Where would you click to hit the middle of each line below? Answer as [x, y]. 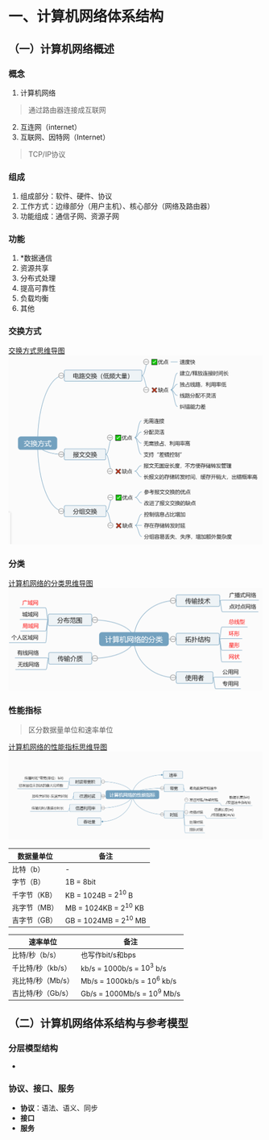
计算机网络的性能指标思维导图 [58, 747]
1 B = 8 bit [81, 881]
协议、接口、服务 [41, 1088]
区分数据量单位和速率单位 [70, 729]
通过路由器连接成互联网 [67, 110]
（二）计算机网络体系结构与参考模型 [98, 1023]
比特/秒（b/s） [36, 955]
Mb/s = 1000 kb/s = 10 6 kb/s [128, 980]
